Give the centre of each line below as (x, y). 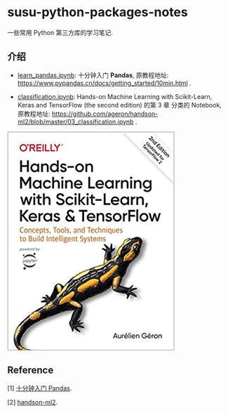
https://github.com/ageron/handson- (105, 114)
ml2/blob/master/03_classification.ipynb (75, 122)
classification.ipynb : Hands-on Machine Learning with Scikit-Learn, (115, 96)
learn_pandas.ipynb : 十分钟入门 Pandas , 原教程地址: (93, 75)
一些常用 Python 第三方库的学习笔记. (60, 32)
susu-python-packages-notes (98, 12)
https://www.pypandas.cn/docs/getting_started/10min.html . (104, 83)
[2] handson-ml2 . (33, 402)
